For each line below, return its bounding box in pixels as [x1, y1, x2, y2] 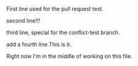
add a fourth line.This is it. [6, 41, 72, 48]
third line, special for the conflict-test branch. [6, 29, 120, 36]
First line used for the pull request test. [6, 5, 104, 12]
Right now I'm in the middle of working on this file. [6, 53, 133, 60]
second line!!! [6, 17, 41, 24]
